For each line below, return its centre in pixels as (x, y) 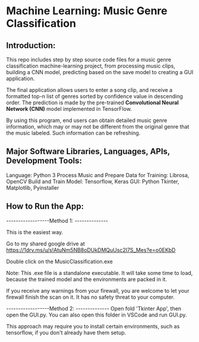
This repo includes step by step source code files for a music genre (89, 60)
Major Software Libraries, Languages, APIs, (88, 151)
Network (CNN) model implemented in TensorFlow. (69, 109)
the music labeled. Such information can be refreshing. (73, 133)
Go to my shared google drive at (45, 244)
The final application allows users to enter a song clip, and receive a (89, 90)
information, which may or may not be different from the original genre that (98, 127)
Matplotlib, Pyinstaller (33, 187)
